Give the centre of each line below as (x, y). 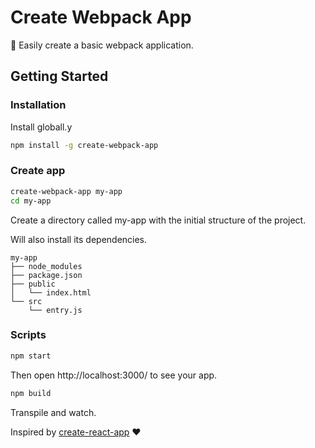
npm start (31, 356)
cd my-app (31, 201)
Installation (38, 105)
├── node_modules (46, 266)
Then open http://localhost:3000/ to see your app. (114, 375)
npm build (31, 393)
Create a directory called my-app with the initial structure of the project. (158, 220)
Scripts (28, 335)
